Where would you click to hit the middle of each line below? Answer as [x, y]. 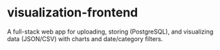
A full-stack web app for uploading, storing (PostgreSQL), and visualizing [110, 32]
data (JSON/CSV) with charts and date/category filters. [85, 38]
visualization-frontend [73, 13]
